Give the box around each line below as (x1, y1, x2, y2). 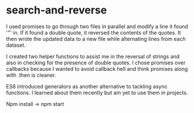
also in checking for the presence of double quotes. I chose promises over (6, 59, 186, 66)
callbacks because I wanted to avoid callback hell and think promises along (6, 65, 188, 72)
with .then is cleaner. (6, 71, 57, 78)
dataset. (6, 42, 26, 49)
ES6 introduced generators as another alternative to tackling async (6, 83, 168, 90)
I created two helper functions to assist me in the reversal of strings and (6, 53, 180, 60)
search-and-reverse (6, 4, 107, 17)
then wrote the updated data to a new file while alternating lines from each (6, 35, 186, 42)
